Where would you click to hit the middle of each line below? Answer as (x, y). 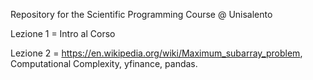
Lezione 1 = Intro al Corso (63, 33)
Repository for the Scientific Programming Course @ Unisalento (141, 14)
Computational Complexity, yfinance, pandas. (104, 63)
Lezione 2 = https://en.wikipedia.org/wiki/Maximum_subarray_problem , (156, 53)
